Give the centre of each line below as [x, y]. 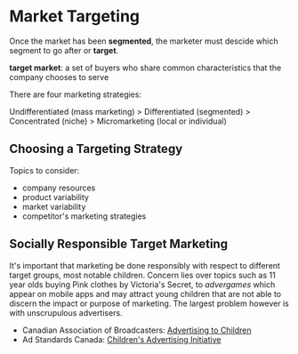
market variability [54, 206]
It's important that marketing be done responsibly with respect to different [145, 265]
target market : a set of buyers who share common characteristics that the [145, 68]
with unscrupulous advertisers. [66, 312]
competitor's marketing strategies [84, 216]
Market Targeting [75, 16]
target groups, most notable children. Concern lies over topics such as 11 [142, 275]
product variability [55, 197]
